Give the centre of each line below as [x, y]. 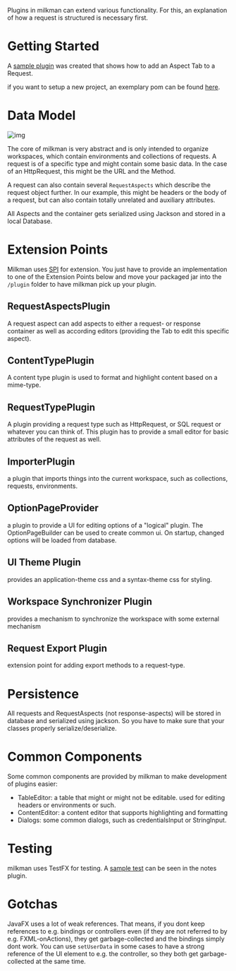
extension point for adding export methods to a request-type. [96, 665]
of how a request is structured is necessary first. [78, 18]
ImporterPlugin [41, 461]
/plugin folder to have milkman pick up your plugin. [82, 284]
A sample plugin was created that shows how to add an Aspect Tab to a [111, 66]
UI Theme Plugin [44, 562]
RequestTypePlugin [51, 407]
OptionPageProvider [53, 508]
